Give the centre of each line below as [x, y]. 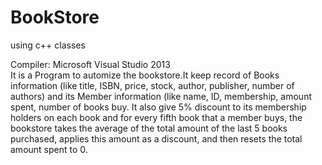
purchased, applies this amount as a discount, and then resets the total [156, 138]
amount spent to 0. [49, 149]
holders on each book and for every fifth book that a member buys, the [156, 117]
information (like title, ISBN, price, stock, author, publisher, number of [152, 85]
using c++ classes [48, 45]
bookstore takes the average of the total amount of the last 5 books [149, 128]
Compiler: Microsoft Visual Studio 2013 [90, 64]
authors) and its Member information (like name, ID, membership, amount [161, 96]
